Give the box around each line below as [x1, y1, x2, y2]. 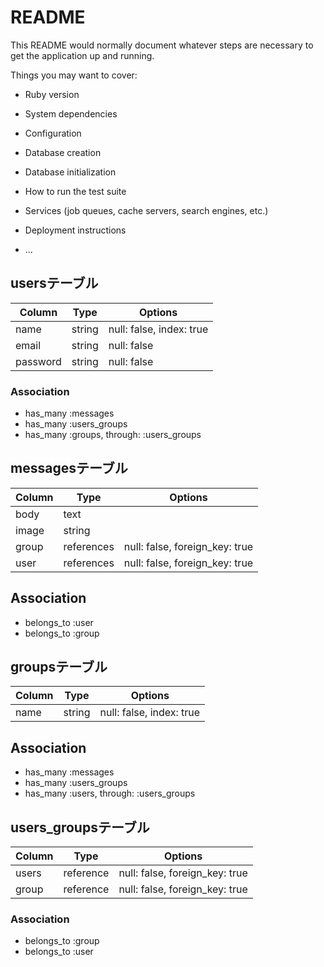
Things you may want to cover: [10, 69, 138, 81]
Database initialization [24, 166, 117, 178]
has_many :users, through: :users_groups [24, 787, 196, 800]
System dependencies [24, 107, 118, 120]
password [15, 354, 62, 368]
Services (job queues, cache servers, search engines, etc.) [24, 204, 269, 216]
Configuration [24, 127, 82, 139]
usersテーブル [10, 275, 99, 292]
